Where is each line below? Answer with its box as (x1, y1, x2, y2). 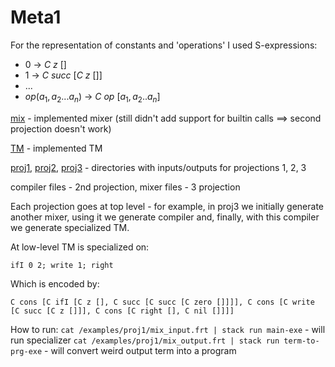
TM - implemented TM (10, 142, 103, 154)
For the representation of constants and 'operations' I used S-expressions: (10, 39, 318, 51)
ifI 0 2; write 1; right (10, 260, 114, 270)
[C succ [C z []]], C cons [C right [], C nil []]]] (10, 306, 235, 316)
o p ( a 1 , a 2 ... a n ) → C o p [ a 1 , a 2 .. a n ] (24, 90, 161, 105)
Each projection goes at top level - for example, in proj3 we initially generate (10, 200, 324, 212)
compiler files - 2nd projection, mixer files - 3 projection (10, 181, 241, 193)
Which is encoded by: (10, 277, 100, 290)
